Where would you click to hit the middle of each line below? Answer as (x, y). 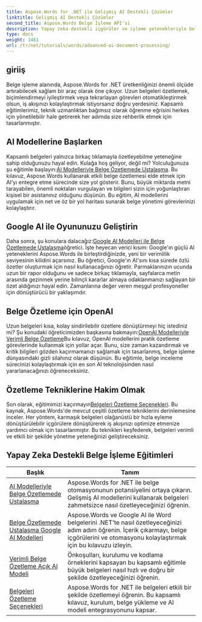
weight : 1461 (23, 40)
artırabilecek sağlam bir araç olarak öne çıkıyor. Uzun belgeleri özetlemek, (98, 90)
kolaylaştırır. (21, 208)
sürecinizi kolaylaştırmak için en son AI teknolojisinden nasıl (80, 364)
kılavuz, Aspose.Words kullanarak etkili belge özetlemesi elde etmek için (96, 176)
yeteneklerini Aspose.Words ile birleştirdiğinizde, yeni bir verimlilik (88, 254)
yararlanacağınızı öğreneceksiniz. (48, 371)
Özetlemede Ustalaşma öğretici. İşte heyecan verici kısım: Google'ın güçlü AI (100, 247)
